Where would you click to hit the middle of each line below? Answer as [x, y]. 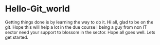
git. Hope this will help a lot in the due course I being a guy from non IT [76, 27]
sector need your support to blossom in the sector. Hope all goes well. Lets [80, 32]
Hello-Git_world [37, 9]
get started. [17, 37]
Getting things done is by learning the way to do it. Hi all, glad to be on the [79, 22]
